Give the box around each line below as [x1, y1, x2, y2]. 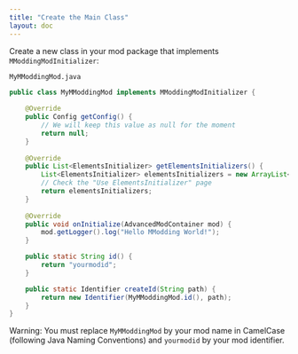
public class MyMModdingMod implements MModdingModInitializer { [9, 88, 255, 97]
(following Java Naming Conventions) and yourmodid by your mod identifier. [9, 334, 286, 346]
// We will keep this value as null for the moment [41, 121, 237, 130]
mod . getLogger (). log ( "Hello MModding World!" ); [41, 228, 220, 237]
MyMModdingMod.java [9, 72, 82, 81]
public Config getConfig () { [25, 113, 133, 122]
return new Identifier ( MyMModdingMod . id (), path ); [41, 293, 232, 302]
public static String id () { [25, 252, 133, 262]
